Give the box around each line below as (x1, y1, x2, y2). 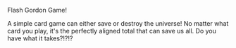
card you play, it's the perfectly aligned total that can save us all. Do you (7, 27, 216, 35)
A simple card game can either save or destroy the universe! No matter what (7, 19, 229, 27)
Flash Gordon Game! (7, 6, 67, 14)
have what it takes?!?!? (7, 34, 73, 42)
